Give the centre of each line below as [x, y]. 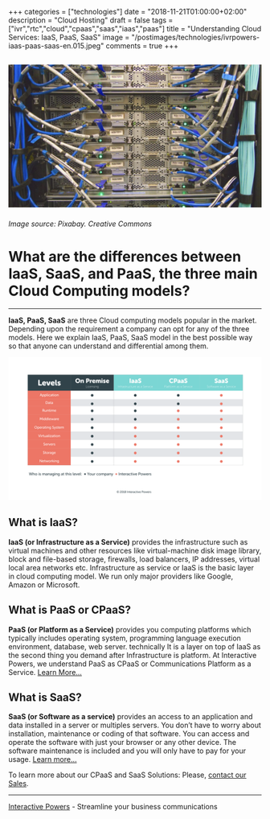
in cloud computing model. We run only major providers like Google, [121, 576]
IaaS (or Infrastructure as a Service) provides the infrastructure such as [128, 541]
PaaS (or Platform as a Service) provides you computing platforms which [130, 629]
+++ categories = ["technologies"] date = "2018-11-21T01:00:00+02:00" [128, 12]
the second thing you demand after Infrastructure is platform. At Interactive [133, 655]
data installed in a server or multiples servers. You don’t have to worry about [135, 725]
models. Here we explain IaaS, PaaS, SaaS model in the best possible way [131, 338]
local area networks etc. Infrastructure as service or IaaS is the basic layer [131, 567]
